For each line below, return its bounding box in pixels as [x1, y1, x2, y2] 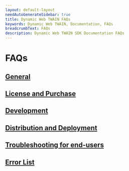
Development [5, 107, 49, 115]
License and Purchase [5, 89, 76, 98]
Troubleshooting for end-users [5, 141, 104, 149]
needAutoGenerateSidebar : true [5, 12, 71, 17]
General [5, 72, 31, 81]
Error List [5, 158, 35, 166]
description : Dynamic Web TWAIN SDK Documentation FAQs [5, 31, 124, 36]
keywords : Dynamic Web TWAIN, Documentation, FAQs [5, 21, 113, 27]
